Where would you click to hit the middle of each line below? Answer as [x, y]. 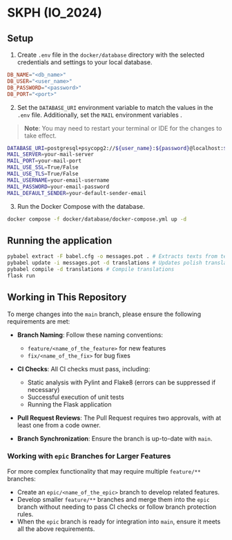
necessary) [43, 389]
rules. [25, 514]
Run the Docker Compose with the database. [81, 206]
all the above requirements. [56, 529]
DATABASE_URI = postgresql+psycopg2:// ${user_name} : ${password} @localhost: [116, 148]
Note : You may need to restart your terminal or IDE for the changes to [123, 128]
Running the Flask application [69, 404]
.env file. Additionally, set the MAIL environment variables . [100, 115]
